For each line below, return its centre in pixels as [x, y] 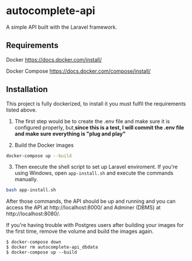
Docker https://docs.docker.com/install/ [54, 59]
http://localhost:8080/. [33, 214]
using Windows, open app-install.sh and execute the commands [94, 173]
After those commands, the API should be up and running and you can [91, 201]
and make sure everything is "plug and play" [70, 134]
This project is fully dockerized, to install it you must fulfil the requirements [96, 103]
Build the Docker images [44, 145]
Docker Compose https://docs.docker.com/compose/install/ [78, 71]
